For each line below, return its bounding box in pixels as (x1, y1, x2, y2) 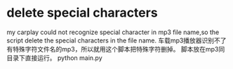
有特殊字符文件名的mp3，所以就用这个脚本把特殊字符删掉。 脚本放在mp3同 (6, 45, 225, 53)
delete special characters (6, 5, 159, 21)
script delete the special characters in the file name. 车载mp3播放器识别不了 (6, 36, 227, 45)
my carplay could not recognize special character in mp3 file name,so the (6, 28, 220, 36)
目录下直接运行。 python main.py (6, 54, 102, 62)
